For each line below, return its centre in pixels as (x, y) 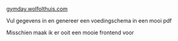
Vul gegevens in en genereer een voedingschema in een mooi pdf (89, 20)
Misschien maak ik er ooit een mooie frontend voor (70, 32)
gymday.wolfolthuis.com (37, 9)
